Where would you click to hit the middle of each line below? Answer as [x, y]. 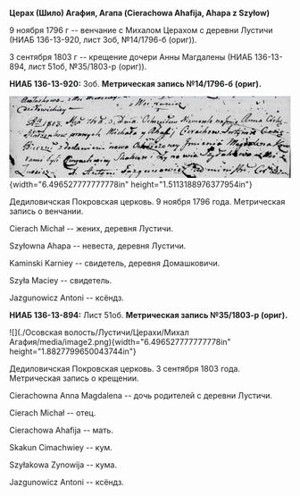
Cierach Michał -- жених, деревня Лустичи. [92, 228]
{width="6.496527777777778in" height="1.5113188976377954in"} [131, 184]
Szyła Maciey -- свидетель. [61, 280]
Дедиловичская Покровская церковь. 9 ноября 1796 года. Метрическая [147, 201]
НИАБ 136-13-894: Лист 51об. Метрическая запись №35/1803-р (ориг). [149, 315]
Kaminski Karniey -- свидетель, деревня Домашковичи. [115, 263]
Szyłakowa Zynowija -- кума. [63, 465]
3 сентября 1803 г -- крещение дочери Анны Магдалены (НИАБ [131, 57]
